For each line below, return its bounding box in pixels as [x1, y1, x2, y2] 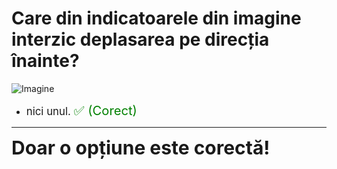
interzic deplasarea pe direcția [11, 28, 270, 51]
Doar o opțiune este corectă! [11, 135, 271, 159]
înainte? [11, 50, 80, 72]
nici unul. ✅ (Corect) [25, 102, 138, 119]
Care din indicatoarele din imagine [11, 7, 302, 30]
